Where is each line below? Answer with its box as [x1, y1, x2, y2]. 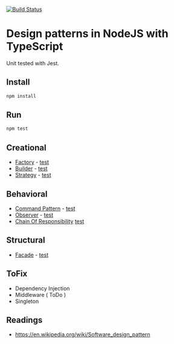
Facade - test [14, 251, 49, 258]
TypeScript [6, 40, 63, 54]
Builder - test [14, 165, 48, 172]
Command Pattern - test [14, 205, 76, 212]
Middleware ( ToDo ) [14, 291, 66, 298]
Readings [6, 314, 43, 325]
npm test [6, 126, 28, 132]
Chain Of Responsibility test [14, 217, 85, 225]
